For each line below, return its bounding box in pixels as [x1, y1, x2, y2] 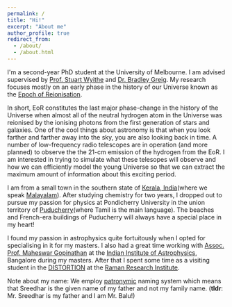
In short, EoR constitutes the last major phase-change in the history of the [7, 103, 219, 112]
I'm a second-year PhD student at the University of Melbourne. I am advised [7, 67, 226, 76]
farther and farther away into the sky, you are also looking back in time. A [7, 133, 217, 141]
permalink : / [7, 10, 45, 17]
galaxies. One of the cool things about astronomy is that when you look [7, 126, 210, 134]
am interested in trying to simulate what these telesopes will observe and [7, 155, 217, 163]
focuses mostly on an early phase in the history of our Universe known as [7, 83, 218, 91]
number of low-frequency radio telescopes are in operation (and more [7, 140, 208, 149]
